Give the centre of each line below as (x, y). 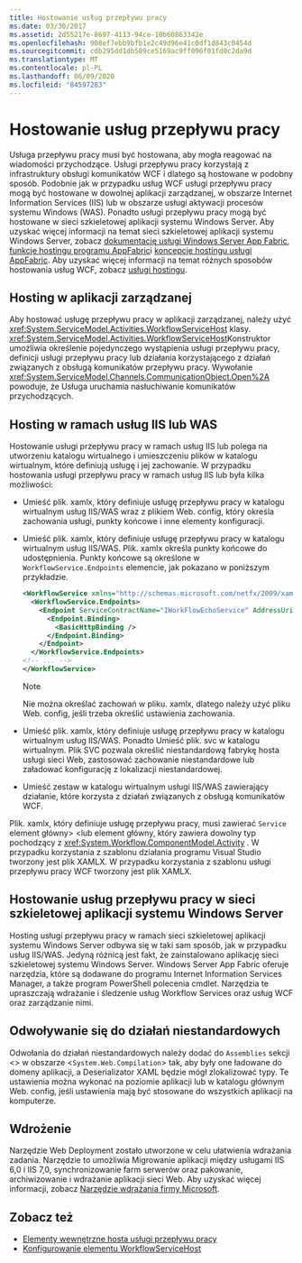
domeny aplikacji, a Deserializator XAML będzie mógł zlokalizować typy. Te (149, 1072)
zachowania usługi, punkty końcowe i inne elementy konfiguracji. (143, 521)
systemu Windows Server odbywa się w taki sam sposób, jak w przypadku (148, 945)
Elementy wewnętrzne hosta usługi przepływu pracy (120, 1239)
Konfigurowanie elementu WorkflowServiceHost (111, 1249)
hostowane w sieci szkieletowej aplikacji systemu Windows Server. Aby (142, 221)
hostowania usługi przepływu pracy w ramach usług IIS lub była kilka (137, 475)
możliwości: (32, 484)
